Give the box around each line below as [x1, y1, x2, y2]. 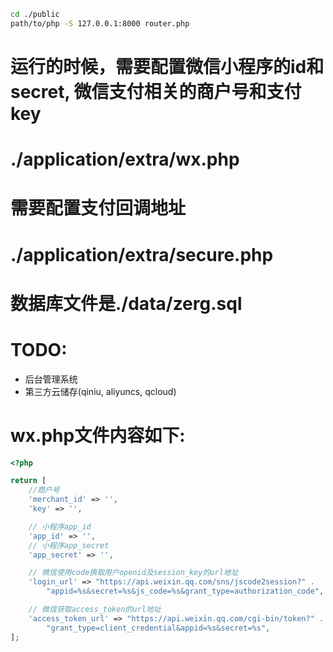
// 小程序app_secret [28, 540, 110, 550]
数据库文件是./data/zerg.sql [10, 292, 243, 315]
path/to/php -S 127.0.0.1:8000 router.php [10, 18, 190, 29]
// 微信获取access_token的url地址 [28, 605, 162, 615]
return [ [10, 476, 47, 486]
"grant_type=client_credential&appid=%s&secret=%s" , [46, 623, 271, 633]
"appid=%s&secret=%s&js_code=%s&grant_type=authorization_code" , [46, 586, 325, 597]
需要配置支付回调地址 [10, 197, 187, 220]
